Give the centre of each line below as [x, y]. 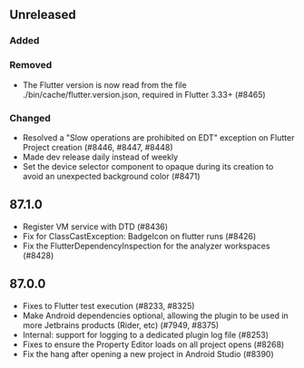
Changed [30, 118]
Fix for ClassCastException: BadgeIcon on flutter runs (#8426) [139, 236]
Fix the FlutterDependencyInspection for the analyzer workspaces [146, 246]
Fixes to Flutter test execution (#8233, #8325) [108, 305]
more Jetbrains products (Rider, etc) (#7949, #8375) [121, 324]
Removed [31, 65]
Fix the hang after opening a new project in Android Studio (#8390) [148, 353]
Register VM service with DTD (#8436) [95, 227]
